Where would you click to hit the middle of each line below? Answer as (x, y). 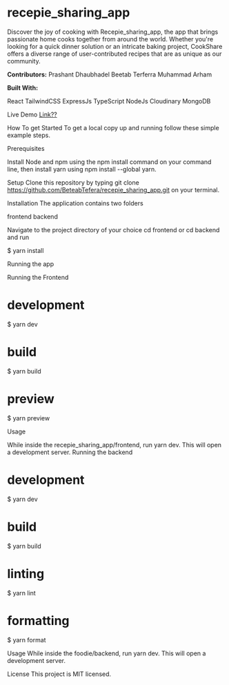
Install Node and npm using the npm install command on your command (109, 162)
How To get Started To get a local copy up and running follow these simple (113, 127)
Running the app (30, 264)
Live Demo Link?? (32, 114)
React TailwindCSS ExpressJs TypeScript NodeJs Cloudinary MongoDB (109, 101)
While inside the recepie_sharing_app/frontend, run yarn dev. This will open (114, 444)
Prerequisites (26, 148)
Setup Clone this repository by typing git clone (73, 182)
